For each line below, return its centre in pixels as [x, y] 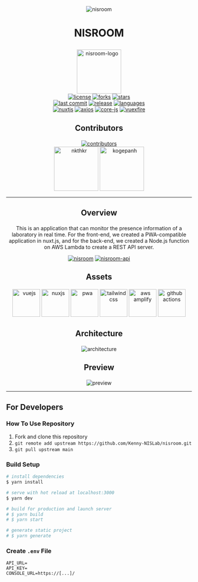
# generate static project [39, 530]
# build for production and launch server [59, 509]
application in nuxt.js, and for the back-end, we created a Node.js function [99, 240]
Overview [99, 212]
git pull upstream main [44, 449]
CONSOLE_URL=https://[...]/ [41, 574]
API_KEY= [17, 568]
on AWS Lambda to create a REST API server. [99, 247]
